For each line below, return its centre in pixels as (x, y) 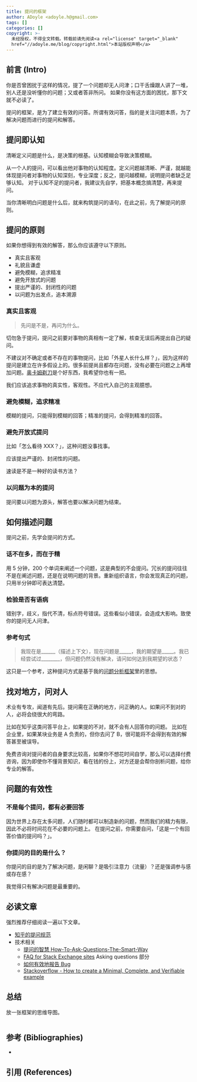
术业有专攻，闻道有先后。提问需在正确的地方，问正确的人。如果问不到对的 (96, 707)
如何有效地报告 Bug (47, 964)
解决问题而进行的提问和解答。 (42, 120)
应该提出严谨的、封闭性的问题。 (45, 459)
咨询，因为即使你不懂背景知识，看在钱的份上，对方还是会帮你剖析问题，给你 (98, 761)
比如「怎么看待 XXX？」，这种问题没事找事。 (60, 446)
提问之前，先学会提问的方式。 (42, 537)
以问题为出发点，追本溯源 (45, 294)
